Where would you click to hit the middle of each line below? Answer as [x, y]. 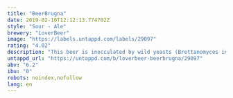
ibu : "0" [20, 71]
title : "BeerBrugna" [37, 13]
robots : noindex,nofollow [44, 78]
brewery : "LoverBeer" [38, 33]
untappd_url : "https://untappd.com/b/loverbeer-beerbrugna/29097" [105, 59]
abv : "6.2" [23, 65]
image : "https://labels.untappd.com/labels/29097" [82, 39]
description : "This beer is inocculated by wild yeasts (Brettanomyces [113, 52]
